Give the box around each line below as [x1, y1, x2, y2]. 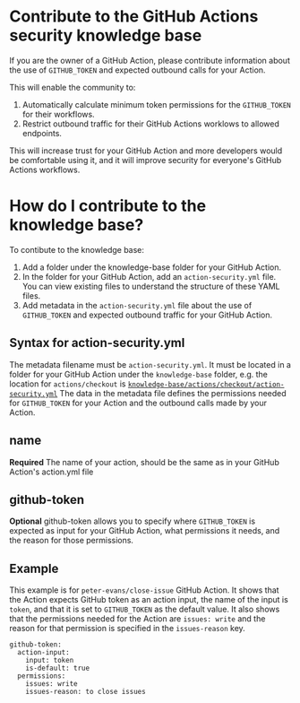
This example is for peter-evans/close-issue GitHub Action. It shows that [9, 585, 279, 595]
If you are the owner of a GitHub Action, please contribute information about [9, 55, 291, 65]
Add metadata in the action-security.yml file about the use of [21, 299, 253, 310]
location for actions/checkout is [9, 378, 126, 389]
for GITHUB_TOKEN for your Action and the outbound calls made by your [9, 397, 267, 408]
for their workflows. [21, 108, 96, 119]
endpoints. [21, 127, 63, 138]
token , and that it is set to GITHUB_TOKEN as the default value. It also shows [9, 603, 280, 615]
